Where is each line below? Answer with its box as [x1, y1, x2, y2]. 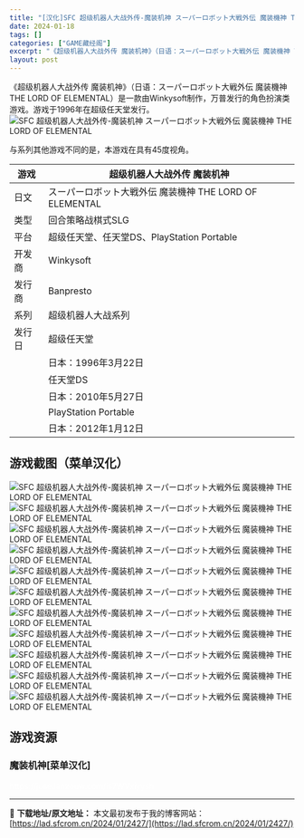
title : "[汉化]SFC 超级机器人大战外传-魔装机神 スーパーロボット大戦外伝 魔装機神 [9, 13, 288, 23]
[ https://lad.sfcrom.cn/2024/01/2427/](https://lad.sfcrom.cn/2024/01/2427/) [9, 817, 294, 829]
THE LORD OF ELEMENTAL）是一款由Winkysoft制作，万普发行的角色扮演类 [9, 92, 290, 103]
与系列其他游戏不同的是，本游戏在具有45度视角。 [9, 144, 195, 155]
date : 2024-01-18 [9, 22, 75, 31]
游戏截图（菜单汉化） [9, 456, 128, 471]
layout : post [9, 55, 59, 64]
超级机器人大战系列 [48, 309, 130, 322]
